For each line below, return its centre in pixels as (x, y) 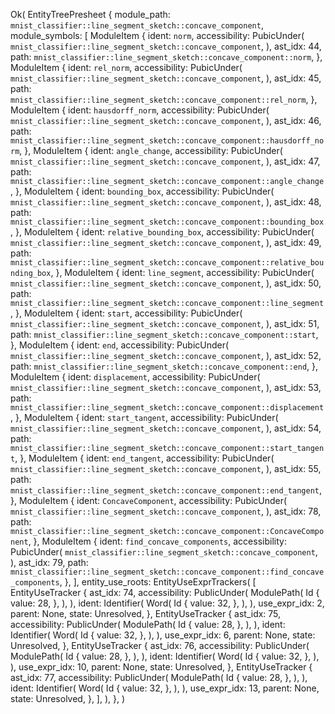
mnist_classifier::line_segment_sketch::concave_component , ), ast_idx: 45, (166, 78)
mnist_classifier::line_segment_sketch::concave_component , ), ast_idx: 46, (166, 120)
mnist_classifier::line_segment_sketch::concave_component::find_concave (167, 572)
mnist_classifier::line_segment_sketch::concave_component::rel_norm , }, (164, 99)
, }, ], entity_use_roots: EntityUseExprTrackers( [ (158, 582)
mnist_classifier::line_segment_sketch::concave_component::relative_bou (167, 263)
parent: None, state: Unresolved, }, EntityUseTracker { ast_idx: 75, (146, 613)
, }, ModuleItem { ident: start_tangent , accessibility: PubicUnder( (144, 417)
